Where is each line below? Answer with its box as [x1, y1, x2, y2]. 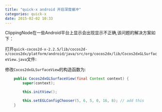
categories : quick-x [5, 12, 47, 16]
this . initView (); [22, 90, 57, 95]
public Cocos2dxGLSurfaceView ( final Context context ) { [14, 76, 130, 81]
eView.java [5, 57, 27, 62]
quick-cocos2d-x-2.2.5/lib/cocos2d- [14, 47, 88, 52]
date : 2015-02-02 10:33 [5, 16, 53, 21]
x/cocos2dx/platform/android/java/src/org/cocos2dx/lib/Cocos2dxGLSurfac [5, 52, 158, 56]
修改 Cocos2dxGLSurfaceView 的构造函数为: [5, 67, 86, 72]
